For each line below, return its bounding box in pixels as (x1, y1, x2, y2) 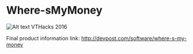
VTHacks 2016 (31, 23, 68, 30)
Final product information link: (6, 34, 80, 42)
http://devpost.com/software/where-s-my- (81, 34, 187, 42)
